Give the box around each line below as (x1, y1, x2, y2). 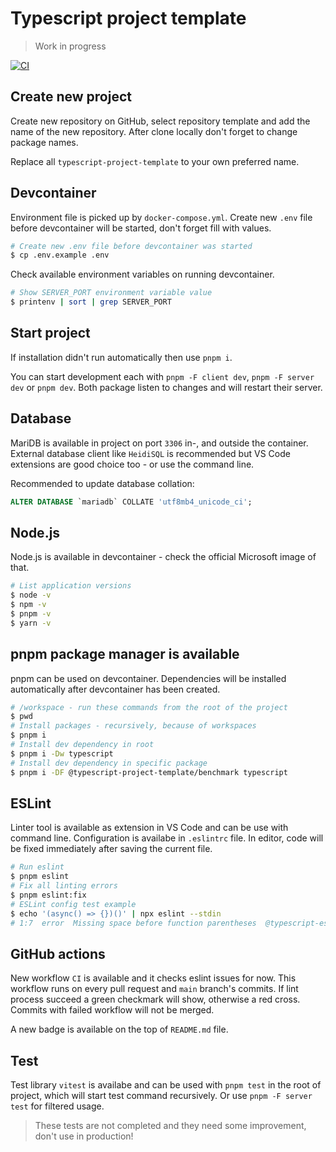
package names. (10, 136, 79, 148)
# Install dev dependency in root (10, 740, 155, 750)
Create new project (10, 88, 132, 106)
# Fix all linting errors (10, 881, 118, 891)
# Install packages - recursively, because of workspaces (10, 721, 257, 731)
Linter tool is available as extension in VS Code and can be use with (10, 822, 289, 834)
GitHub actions (10, 945, 106, 962)
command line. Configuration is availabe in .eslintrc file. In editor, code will (10, 832, 324, 844)
